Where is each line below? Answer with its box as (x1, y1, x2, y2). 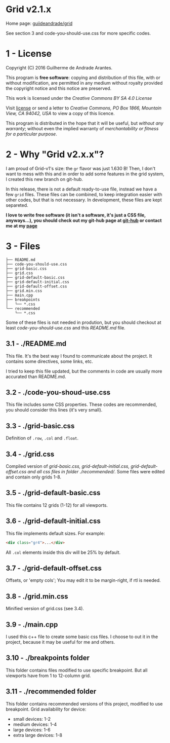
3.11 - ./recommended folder (6, 687, 97, 696)
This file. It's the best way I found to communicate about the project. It (6, 353, 152, 359)
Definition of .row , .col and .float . (6, 435, 79, 441)
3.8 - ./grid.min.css (6, 592, 68, 601)
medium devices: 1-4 (13, 721, 57, 727)
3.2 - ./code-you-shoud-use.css (6, 388, 111, 396)
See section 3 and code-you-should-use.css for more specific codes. (6, 30, 151, 36)
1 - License (6, 48, 52, 59)
